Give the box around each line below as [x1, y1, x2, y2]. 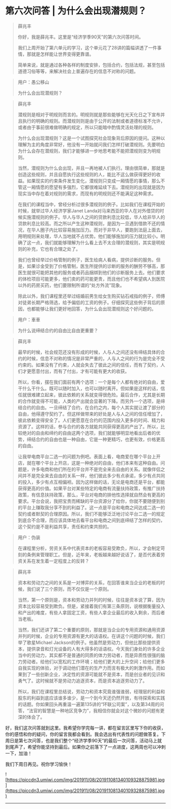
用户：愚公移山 [17, 79, 49, 85]
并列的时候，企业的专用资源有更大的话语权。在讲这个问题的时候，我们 [17, 633, 165, 639]
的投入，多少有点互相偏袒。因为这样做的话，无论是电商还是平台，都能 [17, 479, 165, 485]
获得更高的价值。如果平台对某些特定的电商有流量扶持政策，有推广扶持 [17, 485, 165, 491]
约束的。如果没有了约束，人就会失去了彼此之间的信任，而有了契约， [17, 362, 161, 368]
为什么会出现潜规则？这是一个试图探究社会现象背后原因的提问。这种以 [17, 135, 165, 141]
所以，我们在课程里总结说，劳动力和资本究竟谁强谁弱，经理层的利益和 [17, 688, 165, 694]
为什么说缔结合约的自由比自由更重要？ [17, 327, 98, 333]
